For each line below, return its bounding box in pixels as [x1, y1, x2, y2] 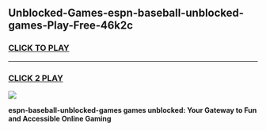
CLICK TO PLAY [8, 43, 70, 54]
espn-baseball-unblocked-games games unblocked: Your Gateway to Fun [8, 105, 257, 114]
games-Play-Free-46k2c [8, 19, 133, 33]
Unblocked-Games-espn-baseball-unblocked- [8, 6, 244, 20]
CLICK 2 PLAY [8, 72, 63, 83]
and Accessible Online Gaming [8, 114, 112, 123]
